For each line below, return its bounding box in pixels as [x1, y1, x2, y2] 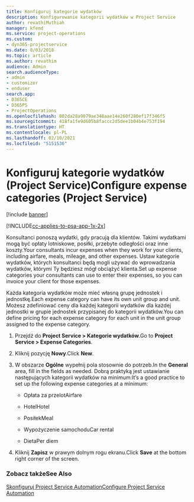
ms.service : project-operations [6, 31, 86, 37]
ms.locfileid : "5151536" [6, 140, 67, 147]
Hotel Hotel [23, 403, 50, 410]
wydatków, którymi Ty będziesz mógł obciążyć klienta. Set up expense [6, 265, 177, 272]
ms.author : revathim [6, 58, 57, 64]
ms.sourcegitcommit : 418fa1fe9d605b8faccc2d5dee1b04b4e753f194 [6, 119, 166, 125]
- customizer [6, 80, 38, 86]
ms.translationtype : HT [6, 124, 65, 130]
